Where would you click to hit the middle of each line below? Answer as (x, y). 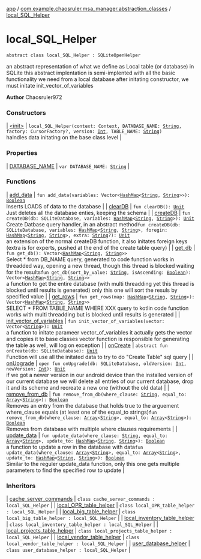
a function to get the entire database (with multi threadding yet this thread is (100, 283)
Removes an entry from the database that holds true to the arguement (92, 405)
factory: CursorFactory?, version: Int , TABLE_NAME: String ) (84, 131)
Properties (22, 153)
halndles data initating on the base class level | (64, 137)
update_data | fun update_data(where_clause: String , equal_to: (87, 435)
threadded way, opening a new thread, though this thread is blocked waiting (100, 265)
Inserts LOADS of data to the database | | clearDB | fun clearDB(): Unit (95, 206)
